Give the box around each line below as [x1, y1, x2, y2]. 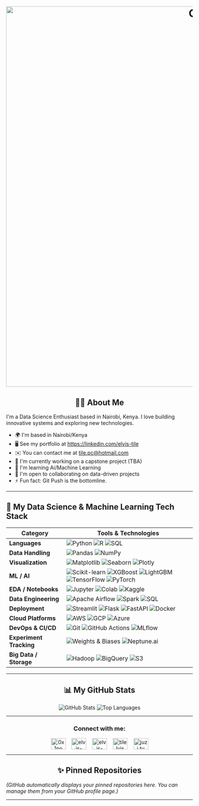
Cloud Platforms [9, 614, 56, 622]
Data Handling [9, 549, 50, 557]
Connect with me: [73, 724, 126, 732]
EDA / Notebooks [9, 585, 59, 593]
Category [21, 529, 49, 537]
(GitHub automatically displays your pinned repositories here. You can [6, 781, 178, 788]
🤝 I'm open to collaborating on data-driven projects [14, 470, 140, 477]
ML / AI [9, 571, 30, 580]
